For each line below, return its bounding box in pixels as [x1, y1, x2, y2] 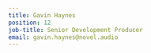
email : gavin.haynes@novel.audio [8, 33, 119, 41]
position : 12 [8, 19, 51, 26]
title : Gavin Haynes [8, 11, 77, 19]
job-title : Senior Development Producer [8, 26, 144, 34]
